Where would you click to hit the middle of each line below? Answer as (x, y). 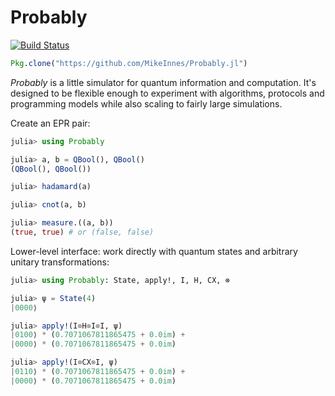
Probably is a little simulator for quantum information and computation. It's (163, 82)
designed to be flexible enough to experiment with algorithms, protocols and (167, 93)
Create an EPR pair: (50, 123)
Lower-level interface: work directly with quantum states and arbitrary (154, 251)
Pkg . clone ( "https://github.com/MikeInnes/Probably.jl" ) (129, 63)
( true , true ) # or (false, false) (82, 232)
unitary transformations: (60, 262)
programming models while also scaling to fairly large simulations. (146, 103)
